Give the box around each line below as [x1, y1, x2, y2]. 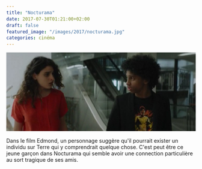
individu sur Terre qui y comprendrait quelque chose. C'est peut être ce [6, 144, 183, 151]
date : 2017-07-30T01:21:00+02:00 [6, 16, 90, 22]
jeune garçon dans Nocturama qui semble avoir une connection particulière [6, 150, 194, 157]
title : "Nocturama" [6, 10, 55, 16]
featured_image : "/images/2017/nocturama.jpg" [6, 29, 125, 35]
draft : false [6, 22, 39, 28]
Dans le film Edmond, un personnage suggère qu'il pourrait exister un [6, 137, 179, 144]
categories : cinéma [6, 35, 55, 41]
